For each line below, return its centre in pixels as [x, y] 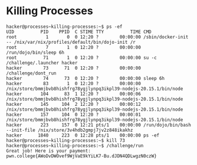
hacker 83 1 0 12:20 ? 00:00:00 [74, 83]
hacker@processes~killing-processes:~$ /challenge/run [75, 145]
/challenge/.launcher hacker [42, 63]
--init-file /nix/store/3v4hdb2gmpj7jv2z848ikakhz [70, 130]
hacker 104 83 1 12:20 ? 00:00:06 [74, 94]
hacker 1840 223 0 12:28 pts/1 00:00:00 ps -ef [83, 135]
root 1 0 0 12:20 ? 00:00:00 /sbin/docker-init [97, 37]
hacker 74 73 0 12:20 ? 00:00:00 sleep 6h [86, 78]
